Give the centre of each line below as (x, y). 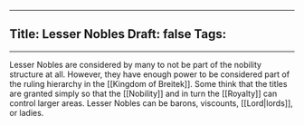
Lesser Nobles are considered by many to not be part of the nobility (136, 64)
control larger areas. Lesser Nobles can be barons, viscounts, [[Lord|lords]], (152, 103)
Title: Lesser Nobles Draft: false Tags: (118, 34)
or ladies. (27, 112)
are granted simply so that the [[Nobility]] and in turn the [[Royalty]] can (143, 93)
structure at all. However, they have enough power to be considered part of (150, 74)
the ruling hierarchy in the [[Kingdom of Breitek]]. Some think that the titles (148, 83)
